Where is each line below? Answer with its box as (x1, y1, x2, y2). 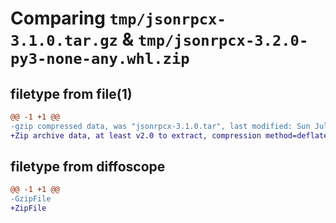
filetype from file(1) (10, 85, 133, 102)
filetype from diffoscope (10, 158, 166, 176)
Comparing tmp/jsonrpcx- (10, 7, 227, 30)
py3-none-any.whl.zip (10, 50, 190, 69)
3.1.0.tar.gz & (10, 28, 135, 51)
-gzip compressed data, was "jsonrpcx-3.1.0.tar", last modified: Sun (10, 121, 311, 131)
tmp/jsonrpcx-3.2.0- (138, 32, 309, 51)
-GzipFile (10, 194, 52, 204)
